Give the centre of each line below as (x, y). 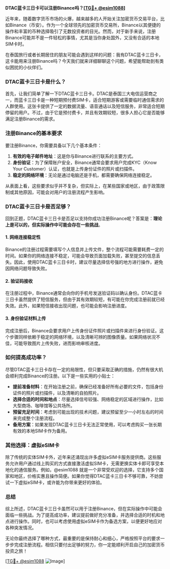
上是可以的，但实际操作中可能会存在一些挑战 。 (54, 225)
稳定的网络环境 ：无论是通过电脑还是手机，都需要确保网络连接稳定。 (83, 175)
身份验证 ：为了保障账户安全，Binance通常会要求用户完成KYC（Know (84, 162)
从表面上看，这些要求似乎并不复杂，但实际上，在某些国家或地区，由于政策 (83, 186)
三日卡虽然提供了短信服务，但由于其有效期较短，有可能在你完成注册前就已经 (85, 299)
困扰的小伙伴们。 (27, 67)
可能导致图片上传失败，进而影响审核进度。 (58, 343)
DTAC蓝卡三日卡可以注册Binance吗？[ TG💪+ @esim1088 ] (65, 8)
